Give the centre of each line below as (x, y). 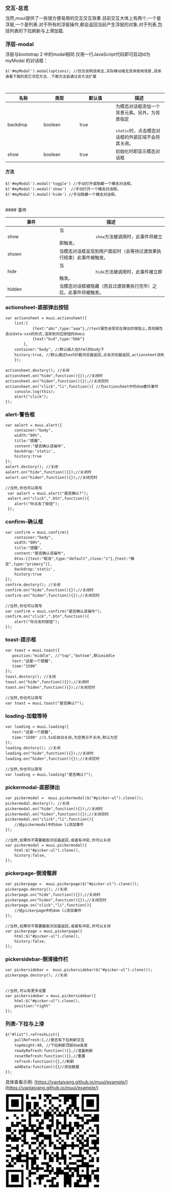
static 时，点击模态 (136, 130)
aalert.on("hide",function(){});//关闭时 (48, 472)
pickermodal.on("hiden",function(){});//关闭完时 (57, 814)
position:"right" (33, 1006)
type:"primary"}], (33, 564)
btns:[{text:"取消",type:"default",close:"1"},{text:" (73, 558)
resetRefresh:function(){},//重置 (50, 1056)
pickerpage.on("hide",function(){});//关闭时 (53, 895)
